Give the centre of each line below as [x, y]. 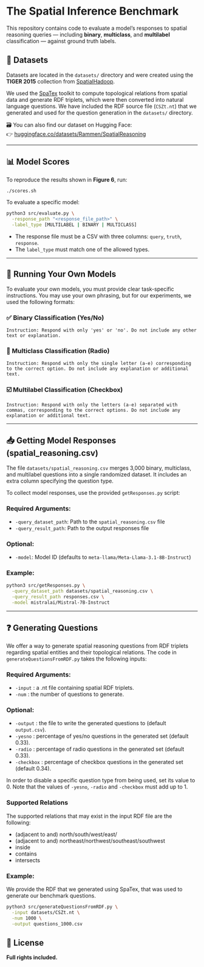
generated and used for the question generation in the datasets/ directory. [100, 112]
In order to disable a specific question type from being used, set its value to [101, 781]
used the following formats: [40, 302]
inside [22, 847]
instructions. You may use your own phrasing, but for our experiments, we [99, 295]
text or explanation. [34, 336]
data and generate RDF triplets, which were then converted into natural [95, 99]
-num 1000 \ [27, 918]
